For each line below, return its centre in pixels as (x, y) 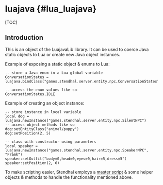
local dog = (17, 116)
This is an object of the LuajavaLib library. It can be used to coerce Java (77, 49)
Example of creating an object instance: (45, 103)
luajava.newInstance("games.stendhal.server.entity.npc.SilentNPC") (76, 120)
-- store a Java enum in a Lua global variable (54, 73)
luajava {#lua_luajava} (51, 9)
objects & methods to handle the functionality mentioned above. (69, 177)
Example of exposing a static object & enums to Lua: (57, 64)
